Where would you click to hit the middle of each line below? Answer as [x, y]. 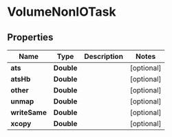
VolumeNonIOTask [62, 12]
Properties [30, 37]
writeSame [29, 112]
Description [104, 57]
